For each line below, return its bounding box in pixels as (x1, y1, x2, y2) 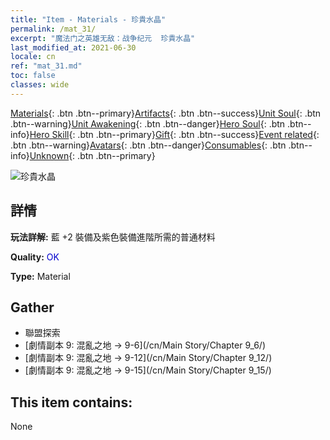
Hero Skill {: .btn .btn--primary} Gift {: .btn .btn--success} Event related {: (29, 128, 320, 140)
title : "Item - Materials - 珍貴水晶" (10, 14, 167, 25)
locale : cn (10, 52, 56, 62)
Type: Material (10, 270, 71, 282)
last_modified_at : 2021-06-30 (10, 42, 137, 53)
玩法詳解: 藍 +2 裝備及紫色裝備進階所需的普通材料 (10, 231, 216, 243)
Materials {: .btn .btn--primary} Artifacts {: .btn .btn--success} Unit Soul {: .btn (10, 107, 322, 119)
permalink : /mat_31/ (10, 24, 97, 34)
